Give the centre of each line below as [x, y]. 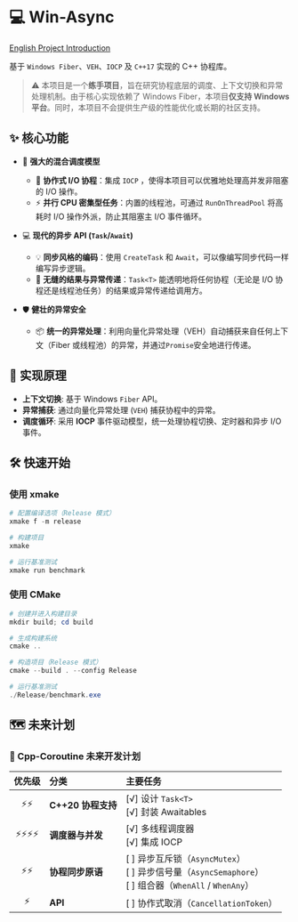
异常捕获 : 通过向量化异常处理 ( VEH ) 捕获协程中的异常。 [121, 409]
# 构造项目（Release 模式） [56, 663]
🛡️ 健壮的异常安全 [54, 309]
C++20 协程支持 [83, 805]
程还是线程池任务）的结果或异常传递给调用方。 [121, 290]
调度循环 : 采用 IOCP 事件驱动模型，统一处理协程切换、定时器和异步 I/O [152, 421]
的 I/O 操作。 [59, 191]
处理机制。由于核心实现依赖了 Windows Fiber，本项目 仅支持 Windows [160, 96]
